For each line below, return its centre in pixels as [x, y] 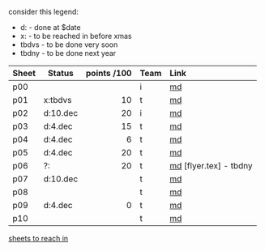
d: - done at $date [50, 27]
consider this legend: [44, 12]
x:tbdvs [58, 100]
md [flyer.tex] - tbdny [211, 166]
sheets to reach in [38, 238]
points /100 [109, 73]
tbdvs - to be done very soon [69, 45]
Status [61, 73]
